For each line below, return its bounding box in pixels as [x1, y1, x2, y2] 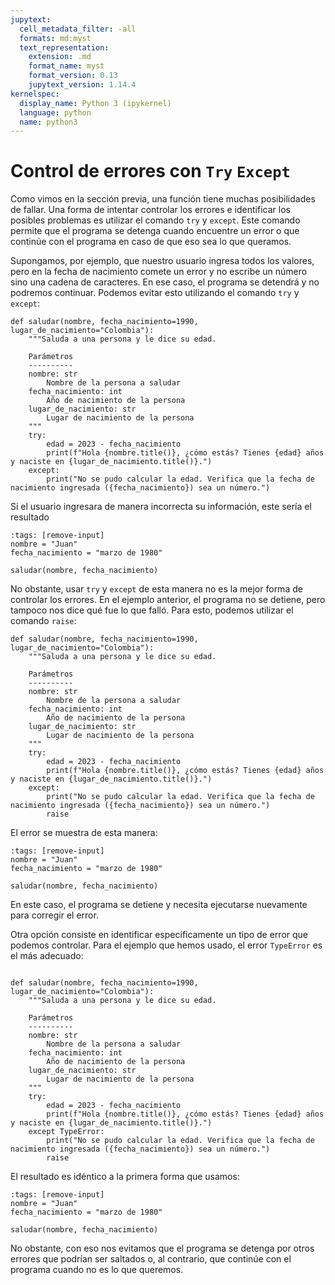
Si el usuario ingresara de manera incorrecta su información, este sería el [10, 501, 312, 513]
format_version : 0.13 [28, 71, 118, 81]
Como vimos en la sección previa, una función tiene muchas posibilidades [10, 193, 316, 205]
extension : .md [28, 52, 92, 62]
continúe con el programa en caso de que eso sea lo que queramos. [10, 236, 292, 248]
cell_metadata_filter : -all [19, 24, 137, 34]
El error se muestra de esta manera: [10, 827, 158, 839]
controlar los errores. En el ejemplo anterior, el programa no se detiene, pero [10, 594, 326, 606]
